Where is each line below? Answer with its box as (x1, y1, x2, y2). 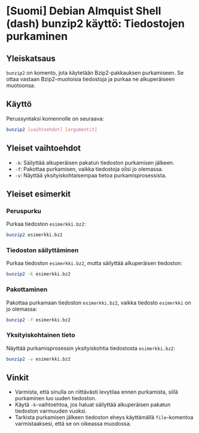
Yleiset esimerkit (6, 189, 71, 199)
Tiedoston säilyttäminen (6, 246, 79, 254)
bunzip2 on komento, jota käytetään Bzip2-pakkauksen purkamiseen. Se (6, 69, 184, 76)
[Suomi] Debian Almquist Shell (6, 4, 161, 18)
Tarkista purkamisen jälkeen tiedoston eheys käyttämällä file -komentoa (14, 414, 194, 421)
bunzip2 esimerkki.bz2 (6, 232, 63, 238)
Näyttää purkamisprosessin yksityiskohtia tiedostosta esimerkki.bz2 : (6, 345, 176, 352)
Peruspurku (6, 207, 42, 215)
